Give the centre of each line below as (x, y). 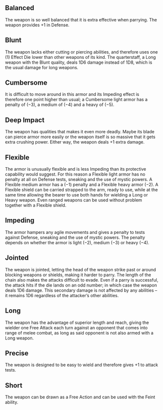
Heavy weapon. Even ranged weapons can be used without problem (74, 200)
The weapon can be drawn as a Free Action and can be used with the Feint (80, 397)
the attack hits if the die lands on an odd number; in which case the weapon (81, 285)
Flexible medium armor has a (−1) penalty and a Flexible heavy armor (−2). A (82, 185)
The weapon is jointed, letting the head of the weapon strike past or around (81, 269)
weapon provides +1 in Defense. (37, 25)
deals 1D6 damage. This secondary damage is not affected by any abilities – (81, 290)
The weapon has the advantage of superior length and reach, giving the (77, 322)
